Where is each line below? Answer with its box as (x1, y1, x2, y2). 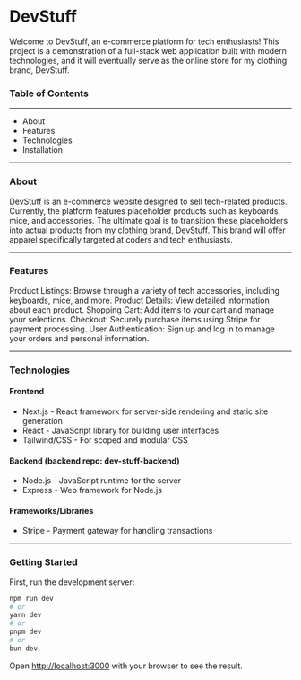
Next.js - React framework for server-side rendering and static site (21, 406, 269, 417)
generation (21, 415, 63, 426)
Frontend (9, 386, 45, 397)
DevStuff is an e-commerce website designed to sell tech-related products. (9, 196, 288, 207)
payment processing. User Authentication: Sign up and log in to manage (9, 323, 275, 334)
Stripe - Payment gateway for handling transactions (21, 525, 213, 536)
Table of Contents (9, 87, 90, 100)
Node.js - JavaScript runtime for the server (21, 475, 182, 486)
